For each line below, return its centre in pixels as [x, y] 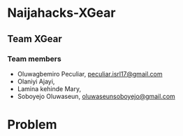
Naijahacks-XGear [61, 13]
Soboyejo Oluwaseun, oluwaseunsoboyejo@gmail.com [96, 96]
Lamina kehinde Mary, [49, 88]
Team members [34, 59]
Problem [32, 125]
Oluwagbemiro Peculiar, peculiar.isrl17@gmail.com [90, 74]
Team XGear [35, 39]
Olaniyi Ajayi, [36, 81]
